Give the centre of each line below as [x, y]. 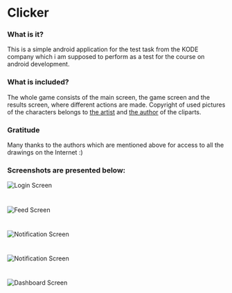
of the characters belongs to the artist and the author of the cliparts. [105, 112]
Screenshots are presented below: [66, 170]
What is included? [38, 82]
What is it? [25, 35]
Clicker [28, 13]
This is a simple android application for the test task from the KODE [103, 49]
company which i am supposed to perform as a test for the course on [106, 57]
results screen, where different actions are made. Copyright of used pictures [116, 105]
